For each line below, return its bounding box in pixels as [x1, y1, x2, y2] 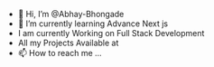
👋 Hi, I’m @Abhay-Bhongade [17, 9, 125, 19]
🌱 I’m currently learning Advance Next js [17, 18, 169, 29]
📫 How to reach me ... [17, 48, 102, 58]
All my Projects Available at [17, 37, 119, 48]
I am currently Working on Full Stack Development [17, 28, 205, 38]
